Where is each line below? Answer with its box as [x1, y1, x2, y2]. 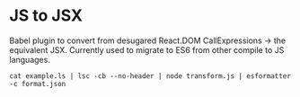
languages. [9, 54, 51, 65]
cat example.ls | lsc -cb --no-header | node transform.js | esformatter [9, 71, 292, 81]
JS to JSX [9, 5, 84, 26]
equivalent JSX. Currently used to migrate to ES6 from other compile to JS [9, 44, 285, 55]
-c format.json [9, 79, 66, 88]
